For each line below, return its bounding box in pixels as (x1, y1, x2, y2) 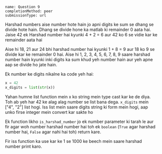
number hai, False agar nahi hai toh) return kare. (5, 129, 102, 135)
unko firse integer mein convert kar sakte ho (5, 109, 93, 115)
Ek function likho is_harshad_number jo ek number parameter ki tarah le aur (5, 119, 154, 124)
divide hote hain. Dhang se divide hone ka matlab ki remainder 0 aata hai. (5, 27, 151, 32)
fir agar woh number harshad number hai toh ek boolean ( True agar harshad (5, 123, 156, 129)
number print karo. (5, 143, 42, 149)
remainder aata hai (5, 37, 43, 43)
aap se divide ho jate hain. (5, 62, 57, 67)
